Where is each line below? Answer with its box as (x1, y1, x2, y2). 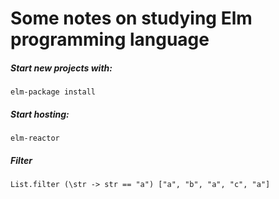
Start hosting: (10, 108, 70, 120)
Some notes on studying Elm (10, 7, 253, 30)
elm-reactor (10, 133, 60, 144)
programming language (10, 28, 210, 51)
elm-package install (10, 87, 97, 97)
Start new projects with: (10, 62, 113, 74)
